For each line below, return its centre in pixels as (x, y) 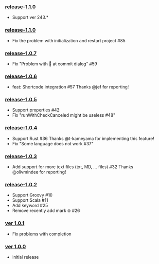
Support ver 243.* (30, 18)
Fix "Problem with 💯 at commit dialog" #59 (54, 64)
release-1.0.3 (21, 156)
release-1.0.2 (21, 185)
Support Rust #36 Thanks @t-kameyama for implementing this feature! (83, 138)
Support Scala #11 (30, 200)
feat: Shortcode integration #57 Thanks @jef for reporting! (71, 87)
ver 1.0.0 (16, 246)
